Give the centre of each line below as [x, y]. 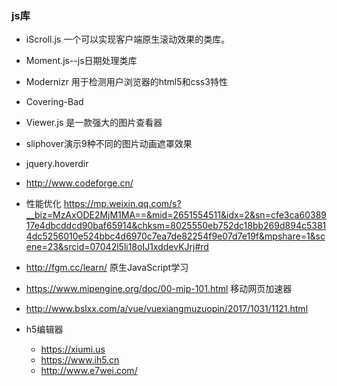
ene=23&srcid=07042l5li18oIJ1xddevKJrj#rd [117, 247]
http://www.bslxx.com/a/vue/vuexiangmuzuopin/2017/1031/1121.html [167, 309]
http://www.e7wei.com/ [89, 371]
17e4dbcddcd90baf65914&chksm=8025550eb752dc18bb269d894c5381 [176, 226]
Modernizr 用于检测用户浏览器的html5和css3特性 [126, 82]
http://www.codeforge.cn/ [79, 183]
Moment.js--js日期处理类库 [81, 61]
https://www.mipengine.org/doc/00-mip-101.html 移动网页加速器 [159, 289]
